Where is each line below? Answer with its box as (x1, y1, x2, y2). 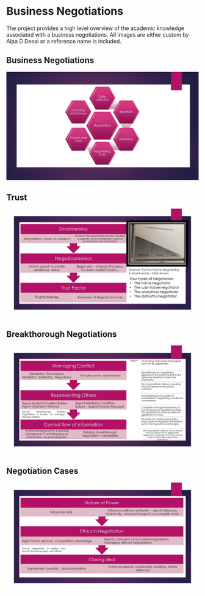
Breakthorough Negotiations (6, 329, 117, 339)
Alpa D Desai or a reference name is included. (6, 37, 122, 45)
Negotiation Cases (6, 466, 79, 476)
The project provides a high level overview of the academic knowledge (6, 24, 185, 32)
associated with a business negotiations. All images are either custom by (6, 31, 189, 38)
